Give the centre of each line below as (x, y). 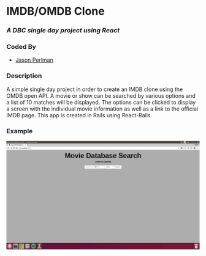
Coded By (21, 47)
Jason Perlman (34, 60)
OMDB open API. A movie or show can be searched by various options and (101, 95)
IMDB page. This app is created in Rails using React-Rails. (79, 115)
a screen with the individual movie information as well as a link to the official (102, 109)
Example (20, 131)
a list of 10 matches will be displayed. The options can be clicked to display (101, 102)
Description (24, 76)
